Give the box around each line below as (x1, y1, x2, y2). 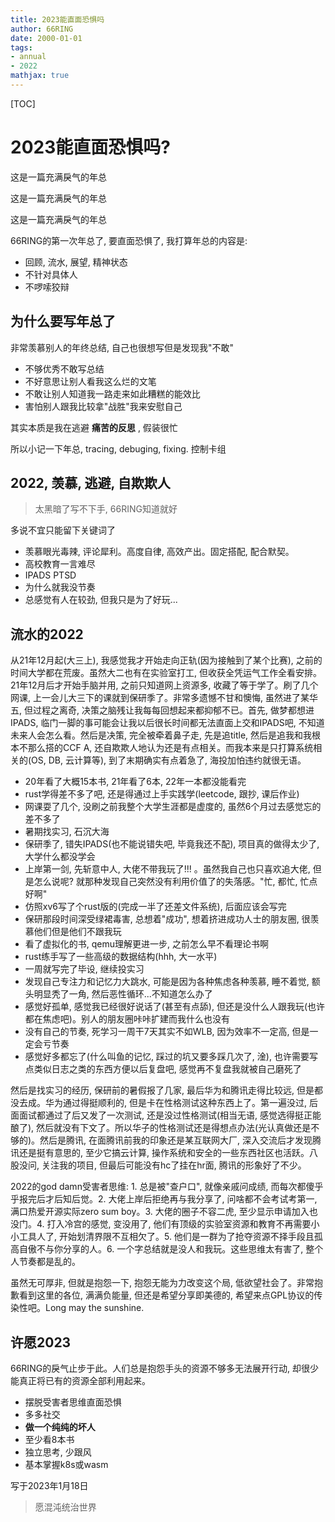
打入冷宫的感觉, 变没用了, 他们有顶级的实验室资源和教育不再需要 (46, 1218, 312, 1230)
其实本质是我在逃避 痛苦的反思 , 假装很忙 (10, 421, 178, 433)
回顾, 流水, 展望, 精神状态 (24, 256, 128, 268)
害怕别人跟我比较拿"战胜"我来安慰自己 (24, 400, 183, 412)
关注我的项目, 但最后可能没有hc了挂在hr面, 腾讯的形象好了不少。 (41, 1159, 307, 1171)
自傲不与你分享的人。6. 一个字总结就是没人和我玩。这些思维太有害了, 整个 (18, 1243, 324, 1255)
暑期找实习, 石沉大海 (24, 826, 110, 838)
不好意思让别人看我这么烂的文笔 (24, 375, 157, 387)
